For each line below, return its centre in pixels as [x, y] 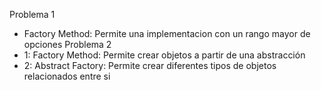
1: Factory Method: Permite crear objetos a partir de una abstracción [164, 55]
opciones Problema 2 [67, 44]
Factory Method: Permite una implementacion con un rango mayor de [167, 33]
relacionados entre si [67, 76]
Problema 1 [32, 14]
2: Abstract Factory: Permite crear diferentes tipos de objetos [150, 65]
